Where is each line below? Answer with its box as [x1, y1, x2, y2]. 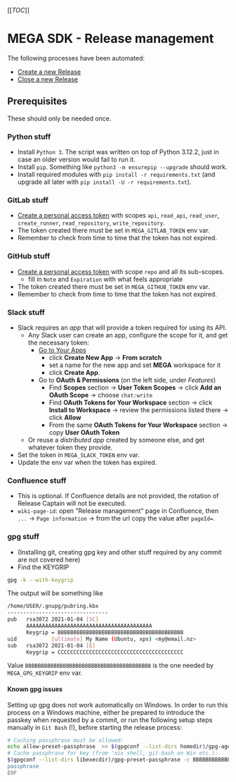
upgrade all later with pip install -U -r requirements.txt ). [17, 178, 192, 186]
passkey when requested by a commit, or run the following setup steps [7, 715, 213, 724]
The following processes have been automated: [7, 54, 145, 62]
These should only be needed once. [7, 114, 112, 123]
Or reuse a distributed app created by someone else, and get [27, 435, 205, 444]
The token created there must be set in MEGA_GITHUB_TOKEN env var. [17, 282, 210, 291]
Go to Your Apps [38, 345, 86, 354]
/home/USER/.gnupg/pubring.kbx [7, 602, 99, 610]
